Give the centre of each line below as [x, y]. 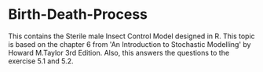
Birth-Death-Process [78, 14]
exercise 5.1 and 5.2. [41, 61]
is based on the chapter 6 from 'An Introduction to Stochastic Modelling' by [130, 44]
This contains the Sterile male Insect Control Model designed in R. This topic [131, 36]
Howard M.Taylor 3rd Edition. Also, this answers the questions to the [119, 52]
